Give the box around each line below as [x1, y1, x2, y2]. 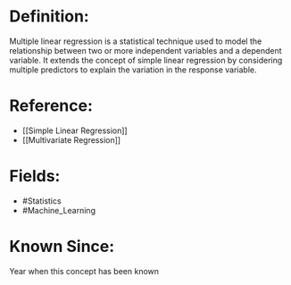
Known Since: [9, 237, 115, 256]
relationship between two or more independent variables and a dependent [9, 45, 283, 55]
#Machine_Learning [21, 205, 96, 215]
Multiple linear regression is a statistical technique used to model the [9, 36, 262, 46]
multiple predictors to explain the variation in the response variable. [9, 64, 257, 75]
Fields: [9, 166, 61, 187]
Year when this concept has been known [9, 265, 159, 276]
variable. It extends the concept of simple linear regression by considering [9, 54, 283, 65]
